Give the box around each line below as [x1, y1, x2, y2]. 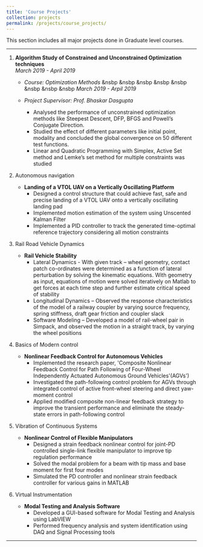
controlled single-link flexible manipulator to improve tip [33, 447, 172, 454]
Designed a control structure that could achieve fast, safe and [33, 190, 187, 197]
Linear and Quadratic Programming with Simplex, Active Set [33, 147, 182, 154]
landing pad [33, 203, 63, 210]
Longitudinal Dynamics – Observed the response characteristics [33, 297, 193, 305]
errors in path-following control [47, 411, 125, 418]
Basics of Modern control [14, 341, 79, 348]
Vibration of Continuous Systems [14, 422, 98, 430]
